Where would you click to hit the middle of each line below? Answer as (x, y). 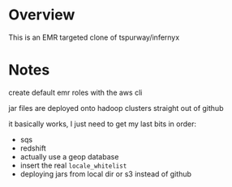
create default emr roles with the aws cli (75, 92)
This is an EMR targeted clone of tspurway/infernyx (94, 37)
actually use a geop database (69, 156)
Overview (42, 15)
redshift (33, 148)
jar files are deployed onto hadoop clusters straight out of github (116, 108)
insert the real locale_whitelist (73, 165)
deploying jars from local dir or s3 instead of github (106, 174)
